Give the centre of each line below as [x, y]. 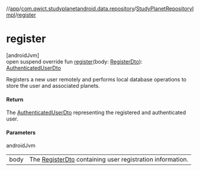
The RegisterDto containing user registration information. [109, 160]
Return [15, 99]
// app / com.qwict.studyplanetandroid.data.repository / [71, 9]
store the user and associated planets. [53, 85]
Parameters [21, 132]
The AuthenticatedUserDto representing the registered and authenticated [96, 113]
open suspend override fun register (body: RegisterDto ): [74, 61]
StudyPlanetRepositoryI [165, 9]
